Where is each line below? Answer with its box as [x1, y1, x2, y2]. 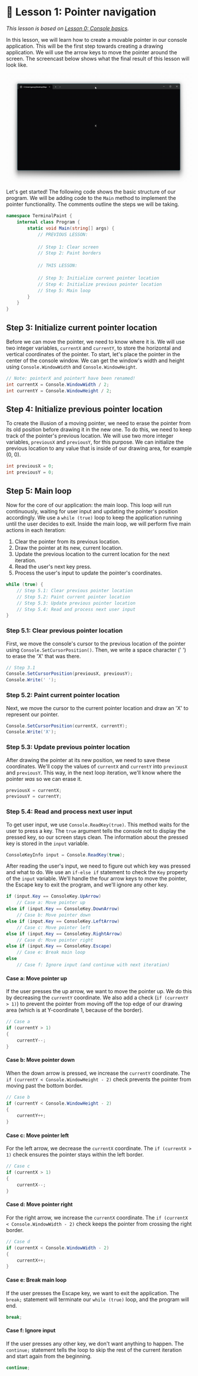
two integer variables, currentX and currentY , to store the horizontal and [6, 344, 181, 352]
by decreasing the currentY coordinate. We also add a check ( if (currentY [6, 994, 189, 1001]
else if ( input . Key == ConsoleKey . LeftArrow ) [6, 918, 120, 924]
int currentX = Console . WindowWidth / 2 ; [6, 382, 110, 387]
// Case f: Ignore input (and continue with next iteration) [16, 962, 170, 968]
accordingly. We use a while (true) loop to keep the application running [6, 514, 182, 521]
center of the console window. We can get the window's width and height [6, 357, 184, 364]
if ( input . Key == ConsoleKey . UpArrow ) [6, 894, 101, 899]
